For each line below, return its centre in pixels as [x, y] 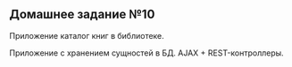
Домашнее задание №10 [82, 15]
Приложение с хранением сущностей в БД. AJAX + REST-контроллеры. [146, 53]
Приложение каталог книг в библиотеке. [87, 35]
